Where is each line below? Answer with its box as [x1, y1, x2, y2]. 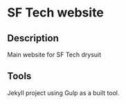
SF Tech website [7, 5, 104, 21]
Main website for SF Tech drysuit [7, 50, 102, 59]
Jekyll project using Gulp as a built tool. [7, 88, 120, 97]
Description [7, 32, 59, 44]
